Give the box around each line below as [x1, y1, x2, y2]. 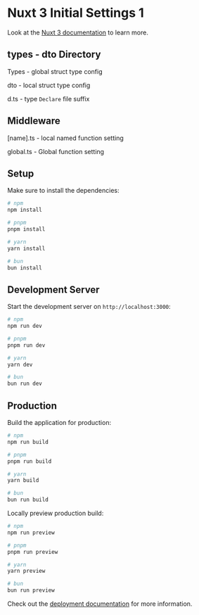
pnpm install [7, 226, 46, 233]
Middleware [7, 115, 61, 127]
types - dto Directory [7, 49, 101, 61]
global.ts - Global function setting [7, 147, 104, 156]
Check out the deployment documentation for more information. [7, 600, 193, 608]
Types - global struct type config [7, 67, 103, 75]
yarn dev [7, 361, 33, 368]
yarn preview [7, 568, 46, 575]
